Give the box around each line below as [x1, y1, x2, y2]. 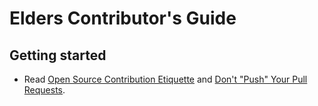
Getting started [9, 47, 107, 64]
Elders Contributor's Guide [9, 7, 237, 30]
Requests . [23, 84, 66, 96]
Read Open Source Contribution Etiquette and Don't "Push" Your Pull [23, 73, 308, 85]
